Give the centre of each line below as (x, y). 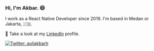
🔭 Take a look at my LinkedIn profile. (42, 34)
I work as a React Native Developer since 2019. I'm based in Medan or (77, 19)
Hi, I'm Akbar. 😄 (25, 8)
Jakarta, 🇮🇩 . (19, 24)
